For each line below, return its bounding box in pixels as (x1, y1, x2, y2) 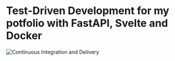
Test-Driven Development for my (6, 4, 170, 18)
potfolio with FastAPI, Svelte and (6, 16, 169, 30)
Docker (6, 29, 42, 42)
